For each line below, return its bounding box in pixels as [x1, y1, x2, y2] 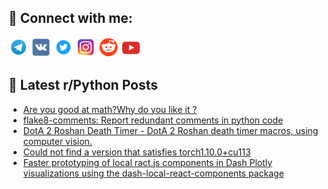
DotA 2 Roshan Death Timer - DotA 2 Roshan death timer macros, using [22, 124, 319, 136]
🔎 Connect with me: [8, 10, 133, 27]
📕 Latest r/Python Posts [8, 77, 159, 94]
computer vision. [22, 135, 93, 147]
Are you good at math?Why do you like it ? [22, 103, 198, 115]
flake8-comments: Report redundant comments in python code [22, 114, 284, 126]
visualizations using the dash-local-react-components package [22, 167, 285, 179]
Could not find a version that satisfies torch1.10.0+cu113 [22, 146, 251, 158]
